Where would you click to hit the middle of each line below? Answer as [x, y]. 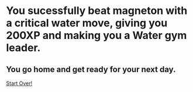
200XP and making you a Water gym [96, 36]
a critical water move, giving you [87, 23]
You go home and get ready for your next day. [91, 69]
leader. [23, 48]
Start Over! [19, 83]
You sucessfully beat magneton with [97, 11]
